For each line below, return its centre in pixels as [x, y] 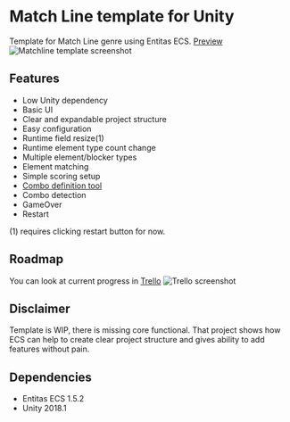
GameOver [42, 204]
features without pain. [50, 349]
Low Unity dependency [65, 100]
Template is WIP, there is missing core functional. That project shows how [145, 330]
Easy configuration [57, 128]
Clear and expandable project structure [94, 119]
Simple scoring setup [61, 176]
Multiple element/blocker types [79, 157]
